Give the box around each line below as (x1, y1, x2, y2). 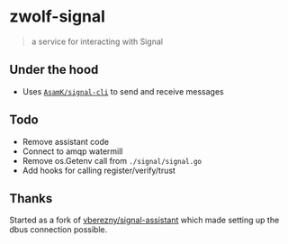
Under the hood (9, 62, 99, 77)
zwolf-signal (9, 6, 106, 27)
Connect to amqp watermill (22, 146, 123, 157)
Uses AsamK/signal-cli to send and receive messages (22, 86, 224, 96)
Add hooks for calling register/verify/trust (22, 165, 175, 176)
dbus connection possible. (9, 224, 108, 235)
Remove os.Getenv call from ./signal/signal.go (22, 155, 202, 166)
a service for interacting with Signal (31, 36, 164, 47)
